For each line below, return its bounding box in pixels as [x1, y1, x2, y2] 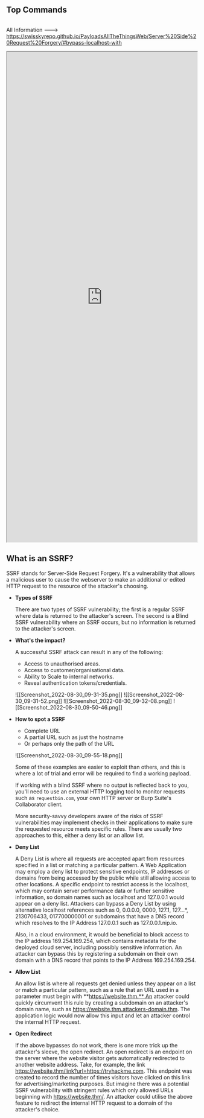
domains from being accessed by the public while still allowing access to [14, 874, 196, 881]
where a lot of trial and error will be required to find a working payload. [14, 769, 191, 777]
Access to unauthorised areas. [24, 660, 101, 667]
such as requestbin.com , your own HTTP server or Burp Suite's [14, 794, 172, 801]
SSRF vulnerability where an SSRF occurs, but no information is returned [14, 618, 196, 626]
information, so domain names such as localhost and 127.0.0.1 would [14, 893, 185, 901]
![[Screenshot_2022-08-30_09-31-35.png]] [14, 691, 123, 698]
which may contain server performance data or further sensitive [14, 887, 175, 894]
